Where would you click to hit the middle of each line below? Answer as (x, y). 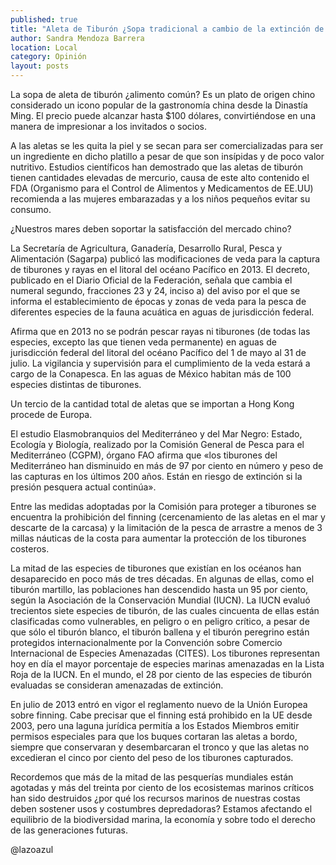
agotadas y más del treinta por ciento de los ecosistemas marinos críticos (162, 787)
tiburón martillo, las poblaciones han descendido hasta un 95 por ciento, (159, 589)
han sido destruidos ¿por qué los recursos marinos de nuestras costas (155, 798)
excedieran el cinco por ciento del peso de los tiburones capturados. (152, 757)
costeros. (30, 549)
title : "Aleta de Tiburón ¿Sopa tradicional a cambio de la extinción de (167, 29)
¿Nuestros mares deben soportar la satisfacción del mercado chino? (151, 229)
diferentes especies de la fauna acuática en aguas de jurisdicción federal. (162, 312)
